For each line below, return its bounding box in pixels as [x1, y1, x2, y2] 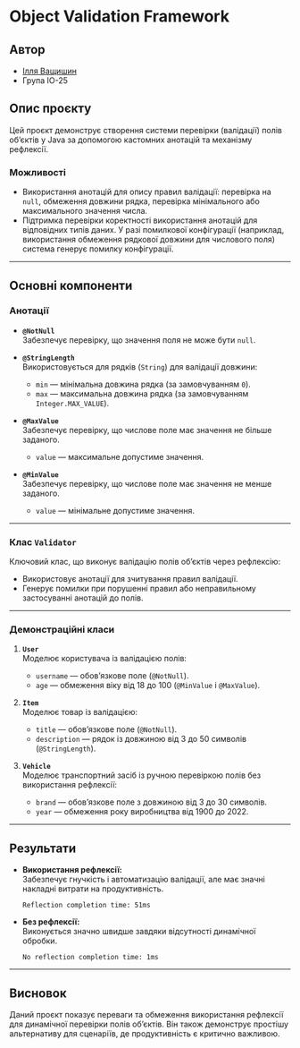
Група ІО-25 [21, 75, 69, 86]
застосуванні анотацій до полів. [21, 592, 144, 603]
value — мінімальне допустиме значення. [35, 505, 195, 515]
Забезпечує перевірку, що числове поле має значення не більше [21, 424, 272, 435]
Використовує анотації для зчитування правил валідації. [21, 574, 238, 584]
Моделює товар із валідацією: [21, 707, 138, 718]
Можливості [9, 166, 67, 178]
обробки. [21, 935, 58, 946]
